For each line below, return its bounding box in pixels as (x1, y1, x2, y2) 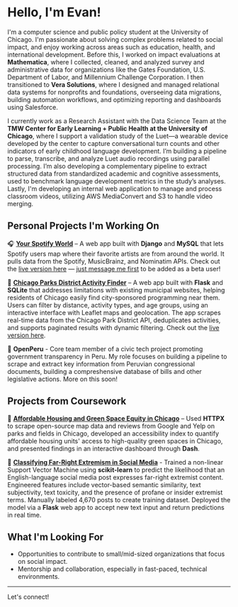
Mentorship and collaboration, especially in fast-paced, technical (17, 565, 208, 574)
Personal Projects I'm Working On (7, 220, 159, 232)
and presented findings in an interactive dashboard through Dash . (7, 444, 200, 453)
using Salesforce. (7, 103, 59, 111)
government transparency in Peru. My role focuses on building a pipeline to (7, 352, 227, 361)
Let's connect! (7, 593, 50, 601)
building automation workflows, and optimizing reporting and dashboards (7, 95, 222, 103)
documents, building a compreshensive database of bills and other (7, 367, 202, 375)
